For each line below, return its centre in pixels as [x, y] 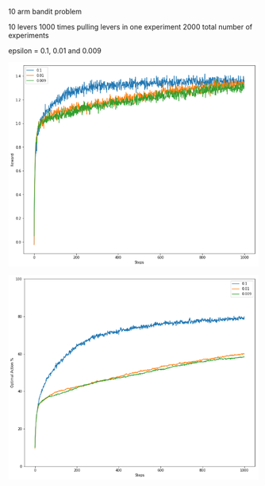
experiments [29, 35]
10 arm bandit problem [45, 12]
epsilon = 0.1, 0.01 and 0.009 [55, 51]
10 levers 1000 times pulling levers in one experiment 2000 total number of [130, 27]
